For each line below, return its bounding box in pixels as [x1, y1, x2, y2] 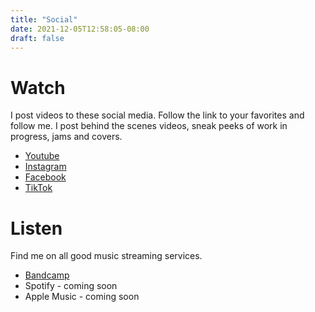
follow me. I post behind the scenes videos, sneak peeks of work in [10, 120, 288, 132]
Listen [10, 217, 63, 240]
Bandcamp [24, 269, 70, 281]
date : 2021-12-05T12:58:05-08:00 [10, 24, 150, 34]
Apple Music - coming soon [24, 291, 140, 303]
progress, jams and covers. [10, 131, 123, 143]
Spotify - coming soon [24, 280, 118, 292]
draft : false [10, 33, 65, 43]
